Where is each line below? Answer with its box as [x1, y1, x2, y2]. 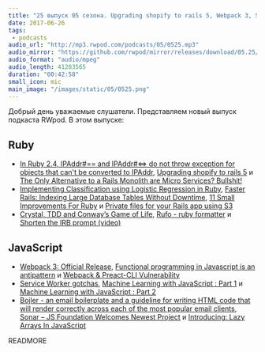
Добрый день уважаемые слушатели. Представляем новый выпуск [8, 107, 237, 116]
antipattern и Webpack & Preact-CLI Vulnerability [19, 271, 180, 279]
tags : [8, 26, 26, 34]
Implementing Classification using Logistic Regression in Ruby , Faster [19, 184, 246, 194]
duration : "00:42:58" [8, 70, 80, 78]
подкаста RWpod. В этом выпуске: [8, 115, 125, 125]
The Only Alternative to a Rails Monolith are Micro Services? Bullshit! [19, 176, 243, 186]
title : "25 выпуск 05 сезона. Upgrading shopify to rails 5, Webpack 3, [8, 11, 252, 20]
